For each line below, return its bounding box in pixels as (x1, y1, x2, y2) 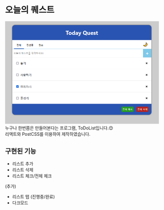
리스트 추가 (12, 161, 34, 167)
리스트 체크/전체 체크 (12, 173, 52, 179)
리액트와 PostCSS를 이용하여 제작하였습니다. (5, 131, 91, 137)
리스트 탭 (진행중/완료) (12, 194, 55, 200)
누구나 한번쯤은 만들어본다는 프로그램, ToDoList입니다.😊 (5, 125, 114, 131)
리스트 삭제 (12, 167, 34, 173)
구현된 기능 (5, 147, 37, 155)
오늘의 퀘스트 (5, 4, 55, 16)
